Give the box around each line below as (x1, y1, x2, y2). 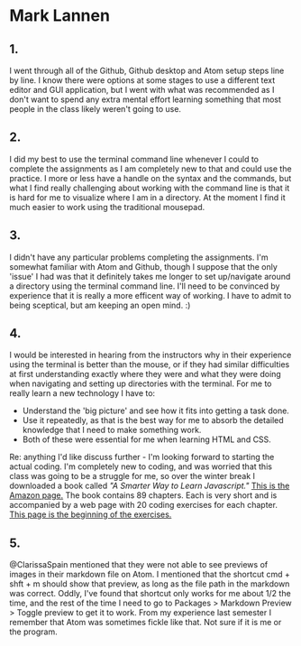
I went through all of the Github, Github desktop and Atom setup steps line (9, 65, 285, 76)
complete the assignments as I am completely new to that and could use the (9, 163, 292, 174)
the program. (9, 626, 58, 637)
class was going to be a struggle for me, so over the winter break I (9, 471, 255, 482)
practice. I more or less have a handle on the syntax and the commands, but (9, 172, 292, 183)
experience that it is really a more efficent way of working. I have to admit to (9, 290, 292, 300)
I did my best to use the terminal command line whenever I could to (9, 153, 260, 164)
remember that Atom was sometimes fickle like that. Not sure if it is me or (9, 617, 282, 628)
